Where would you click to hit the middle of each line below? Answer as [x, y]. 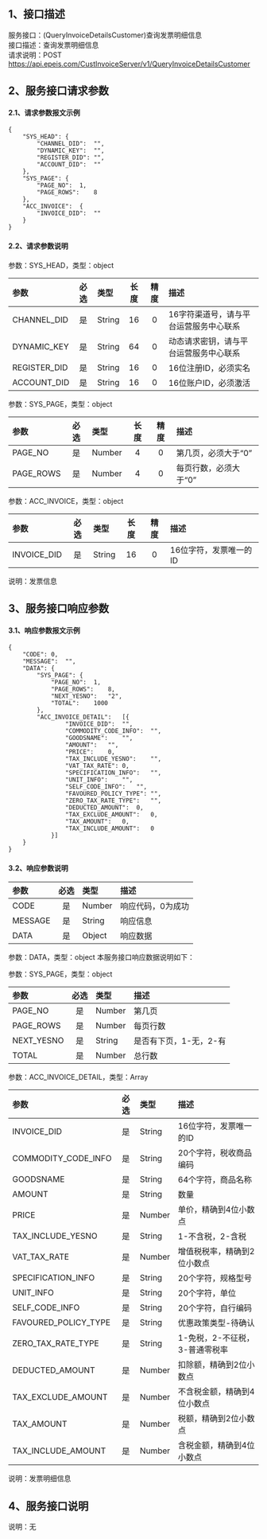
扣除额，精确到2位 [212, 1365]
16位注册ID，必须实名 [209, 368]
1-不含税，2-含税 [212, 1237]
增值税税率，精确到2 [216, 1252]
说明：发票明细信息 [40, 1479]
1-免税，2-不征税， [216, 1338]
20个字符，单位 [207, 1293]
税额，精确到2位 [208, 1419]
